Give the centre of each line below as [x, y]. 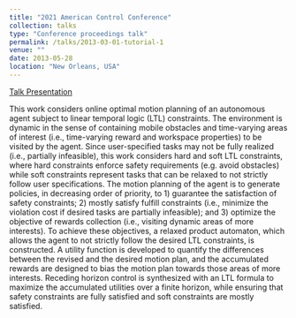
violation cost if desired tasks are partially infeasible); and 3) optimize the [143, 212]
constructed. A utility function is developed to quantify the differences [137, 249]
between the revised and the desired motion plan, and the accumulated [139, 259]
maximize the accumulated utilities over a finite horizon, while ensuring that [146, 287]
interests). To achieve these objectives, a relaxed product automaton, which [147, 231]
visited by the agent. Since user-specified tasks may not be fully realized [141, 146]
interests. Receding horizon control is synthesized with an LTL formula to [141, 277]
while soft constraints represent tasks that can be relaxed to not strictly [139, 174]
